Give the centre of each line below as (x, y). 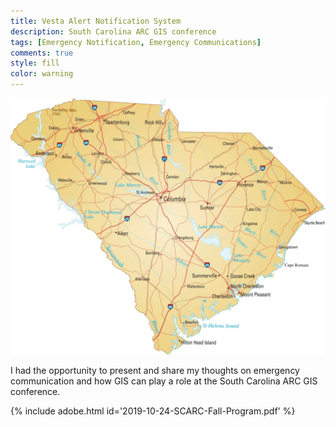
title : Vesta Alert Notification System (96, 21)
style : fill (35, 63)
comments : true (42, 53)
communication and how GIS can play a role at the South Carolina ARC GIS (164, 381)
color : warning (42, 74)
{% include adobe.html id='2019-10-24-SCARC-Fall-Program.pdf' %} (153, 411)
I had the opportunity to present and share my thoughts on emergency (155, 370)
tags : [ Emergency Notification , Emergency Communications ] (136, 42)
